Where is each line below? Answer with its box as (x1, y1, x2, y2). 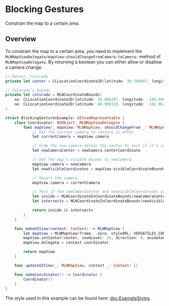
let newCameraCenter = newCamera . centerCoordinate (32, 148, 141, 153)
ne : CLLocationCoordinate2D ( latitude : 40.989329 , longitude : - (14, 102, 150, 107)
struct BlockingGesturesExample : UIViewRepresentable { (5, 115, 125, 120)
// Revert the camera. (32, 175, 80, 181)
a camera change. (5, 64, 43, 70)
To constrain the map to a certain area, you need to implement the (5, 48, 142, 54)
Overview (5, 35, 37, 43)
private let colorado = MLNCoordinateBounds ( (5, 92, 102, 98)
